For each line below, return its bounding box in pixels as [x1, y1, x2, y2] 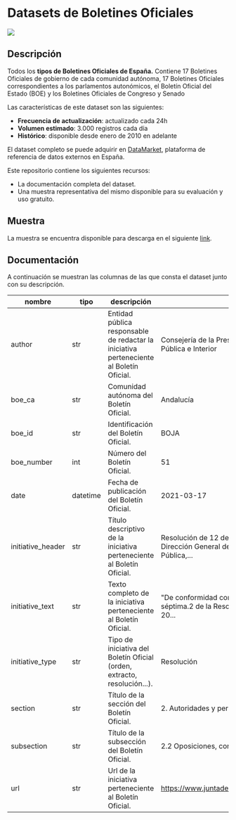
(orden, [107, 661, 132, 671]
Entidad [107, 309, 133, 319]
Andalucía [160, 395, 195, 405]
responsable [107, 326, 149, 336]
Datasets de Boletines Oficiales [7, 5, 194, 21]
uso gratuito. [17, 195, 55, 203]
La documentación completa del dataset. [17, 179, 136, 188]
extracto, [107, 670, 138, 680]
